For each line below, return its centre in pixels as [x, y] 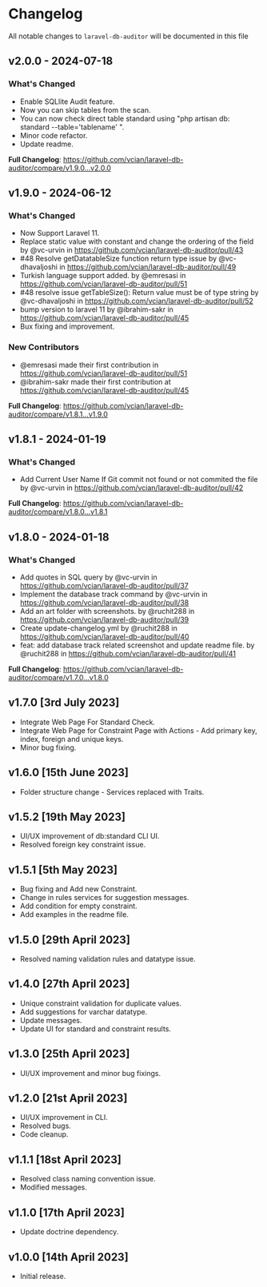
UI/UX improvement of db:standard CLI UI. [90, 836]
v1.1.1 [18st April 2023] [65, 1159]
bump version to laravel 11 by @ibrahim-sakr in [97, 309]
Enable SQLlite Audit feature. [67, 102]
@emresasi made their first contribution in [89, 365]
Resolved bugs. [46, 1126]
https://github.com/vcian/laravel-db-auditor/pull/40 [104, 636]
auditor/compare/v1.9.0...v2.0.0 [60, 168]
